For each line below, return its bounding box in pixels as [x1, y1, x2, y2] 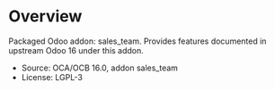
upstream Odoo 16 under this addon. [8, 45, 145, 55]
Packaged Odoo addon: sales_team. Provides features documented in [8, 36, 267, 46]
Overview [8, 6, 83, 27]
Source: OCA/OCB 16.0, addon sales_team [21, 62, 179, 73]
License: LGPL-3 [21, 71, 83, 82]
